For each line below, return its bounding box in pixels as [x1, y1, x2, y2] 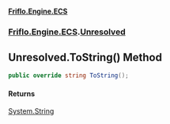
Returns [8, 88, 36, 99]
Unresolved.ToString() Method [8, 50, 162, 64]
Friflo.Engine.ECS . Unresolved [8, 26, 126, 37]
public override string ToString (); [8, 72, 129, 79]
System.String [8, 107, 55, 116]
